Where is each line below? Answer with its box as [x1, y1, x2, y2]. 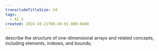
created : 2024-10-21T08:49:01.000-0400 [5, 21, 89, 26]
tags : [5, 12, 17, 17]
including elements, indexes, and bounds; [5, 40, 92, 46]
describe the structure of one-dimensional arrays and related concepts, [5, 35, 154, 41]
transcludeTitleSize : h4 [5, 7, 58, 12]
